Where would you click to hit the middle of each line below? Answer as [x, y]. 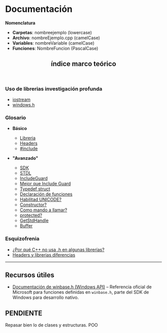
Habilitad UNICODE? [41, 200]
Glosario [16, 118]
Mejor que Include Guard [45, 184]
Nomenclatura [20, 23]
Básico [20, 129]
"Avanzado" [25, 158]
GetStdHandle [34, 221]
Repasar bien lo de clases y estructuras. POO [52, 325]
